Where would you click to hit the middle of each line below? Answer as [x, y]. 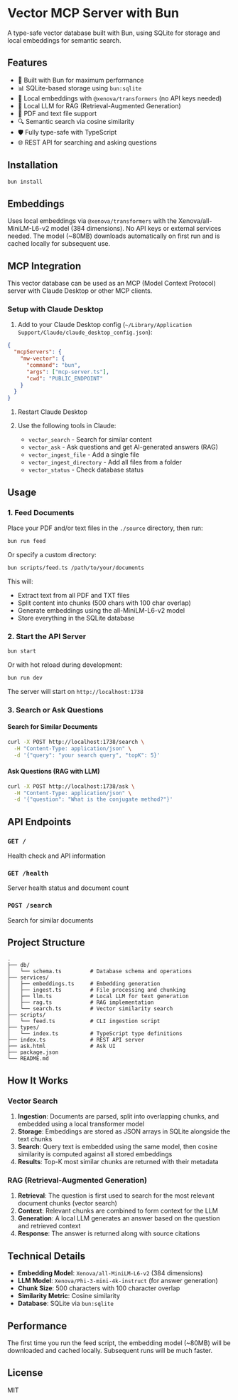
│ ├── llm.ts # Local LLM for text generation [98, 996]
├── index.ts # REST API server [76, 1040]
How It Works [38, 1080]
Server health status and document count [68, 888]
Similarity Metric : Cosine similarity [69, 1296]
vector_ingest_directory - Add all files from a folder [105, 462]
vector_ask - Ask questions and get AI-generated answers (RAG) [123, 447]
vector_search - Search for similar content [90, 440]
